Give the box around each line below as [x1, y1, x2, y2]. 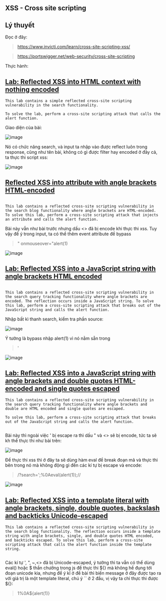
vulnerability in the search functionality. [5, 103, 99, 108]
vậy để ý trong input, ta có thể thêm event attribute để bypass [5, 231, 131, 237]
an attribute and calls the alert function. [5, 216, 99, 222]
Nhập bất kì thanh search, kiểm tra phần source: [5, 316, 104, 322]
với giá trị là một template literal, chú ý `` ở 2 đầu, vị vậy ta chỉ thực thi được [5, 576, 159, 582]
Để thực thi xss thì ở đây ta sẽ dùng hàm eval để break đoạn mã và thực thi [5, 457, 158, 463]
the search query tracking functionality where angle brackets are [5, 294, 148, 299]
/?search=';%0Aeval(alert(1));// [17, 472, 81, 478]
